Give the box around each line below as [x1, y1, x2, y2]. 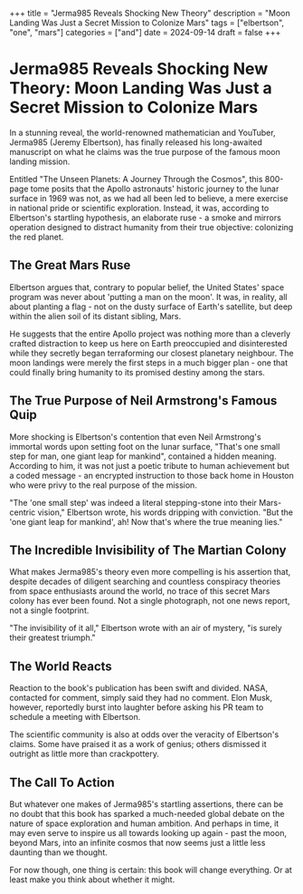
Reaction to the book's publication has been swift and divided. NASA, [9, 683, 269, 694]
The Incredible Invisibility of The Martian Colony [9, 542, 287, 558]
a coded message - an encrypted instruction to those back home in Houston [9, 470, 294, 481]
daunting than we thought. [9, 847, 108, 858]
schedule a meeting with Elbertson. [9, 712, 141, 723]
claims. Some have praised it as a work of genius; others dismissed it [9, 739, 267, 750]
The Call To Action [9, 774, 115, 790]
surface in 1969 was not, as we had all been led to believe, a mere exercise [9, 192, 289, 203]
